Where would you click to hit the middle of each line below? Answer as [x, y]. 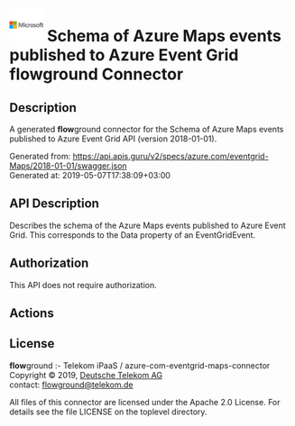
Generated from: [40, 156]
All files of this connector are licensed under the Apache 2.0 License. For [145, 402]
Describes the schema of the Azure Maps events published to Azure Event [147, 225]
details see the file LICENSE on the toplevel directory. [108, 412]
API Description [54, 204]
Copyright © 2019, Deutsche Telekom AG [86, 375]
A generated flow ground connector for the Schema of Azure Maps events [147, 129]
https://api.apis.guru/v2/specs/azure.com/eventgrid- [171, 156]
